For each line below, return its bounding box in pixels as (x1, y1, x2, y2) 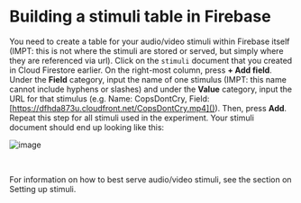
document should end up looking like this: (9, 121, 165, 132)
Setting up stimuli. (9, 183, 77, 194)
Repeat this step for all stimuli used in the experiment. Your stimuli (9, 112, 255, 123)
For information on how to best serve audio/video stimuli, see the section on (9, 173, 292, 185)
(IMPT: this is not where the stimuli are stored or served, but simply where (9, 45, 284, 56)
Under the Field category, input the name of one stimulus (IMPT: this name (9, 74, 287, 84)
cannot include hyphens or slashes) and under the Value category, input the (9, 84, 293, 94)
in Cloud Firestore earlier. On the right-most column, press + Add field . (9, 65, 272, 75)
